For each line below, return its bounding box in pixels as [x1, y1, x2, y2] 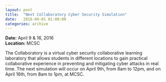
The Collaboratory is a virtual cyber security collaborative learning [5, 50, 142, 56]
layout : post [5, 7, 33, 12]
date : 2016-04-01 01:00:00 [5, 16, 66, 21]
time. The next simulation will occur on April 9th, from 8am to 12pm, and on [5, 66, 161, 72]
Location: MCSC [5, 40, 40, 46]
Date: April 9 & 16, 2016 [5, 35, 54, 41]
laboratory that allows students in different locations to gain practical [5, 55, 148, 61]
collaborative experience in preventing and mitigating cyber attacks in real [5, 60, 159, 66]
